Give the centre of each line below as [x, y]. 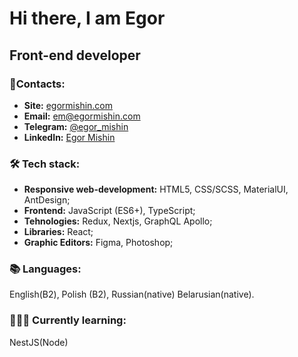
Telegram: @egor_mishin [76, 126]
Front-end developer [75, 55]
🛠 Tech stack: [45, 164]
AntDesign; [47, 200]
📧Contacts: [37, 84]
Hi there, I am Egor [87, 18]
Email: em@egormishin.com [82, 116]
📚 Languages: [45, 269]
